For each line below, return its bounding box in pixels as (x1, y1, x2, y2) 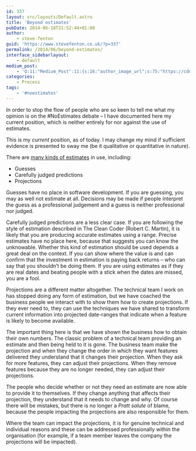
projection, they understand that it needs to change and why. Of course (6, 395, 178, 402)
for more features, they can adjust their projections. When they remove (6, 359, 177, 366)
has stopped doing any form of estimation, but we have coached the (6, 292, 170, 299)
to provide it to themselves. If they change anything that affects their (6, 390, 171, 397)
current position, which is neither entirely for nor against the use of (6, 118, 167, 126)
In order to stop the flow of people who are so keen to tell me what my (6, 106, 175, 113)
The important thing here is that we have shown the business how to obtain (6, 328, 187, 335)
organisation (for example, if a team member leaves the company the (6, 432, 172, 439)
